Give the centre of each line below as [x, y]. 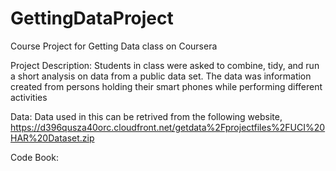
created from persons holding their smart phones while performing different [166, 86]
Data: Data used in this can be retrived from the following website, [146, 116]
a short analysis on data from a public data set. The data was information [161, 76]
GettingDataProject [92, 18]
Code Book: [34, 157]
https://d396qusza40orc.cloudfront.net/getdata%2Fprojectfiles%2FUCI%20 [168, 127]
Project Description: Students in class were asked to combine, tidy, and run [165, 65]
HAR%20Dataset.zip [52, 138]
